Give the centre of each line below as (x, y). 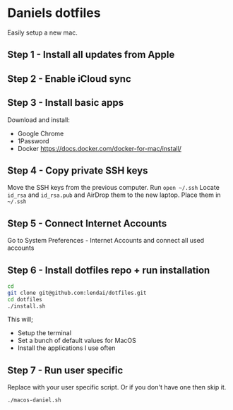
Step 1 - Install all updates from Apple (91, 55)
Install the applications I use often (66, 348)
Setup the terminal (44, 333)
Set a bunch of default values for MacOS (77, 341)
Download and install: (39, 120)
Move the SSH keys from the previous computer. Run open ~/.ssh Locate (114, 188)
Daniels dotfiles (54, 13)
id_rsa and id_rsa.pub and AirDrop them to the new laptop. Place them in (114, 195)
